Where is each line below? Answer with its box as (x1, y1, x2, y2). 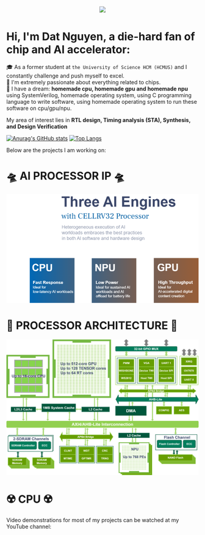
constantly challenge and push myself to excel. (6, 72, 125, 79)
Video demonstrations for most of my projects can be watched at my (6, 517, 179, 524)
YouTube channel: (6, 523, 52, 530)
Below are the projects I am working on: (6, 147, 106, 154)
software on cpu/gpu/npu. (6, 104, 72, 112)
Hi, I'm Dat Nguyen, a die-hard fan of (6, 30, 195, 44)
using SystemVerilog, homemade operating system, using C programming (6, 92, 192, 99)
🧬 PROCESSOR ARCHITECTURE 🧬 (6, 318, 178, 332)
